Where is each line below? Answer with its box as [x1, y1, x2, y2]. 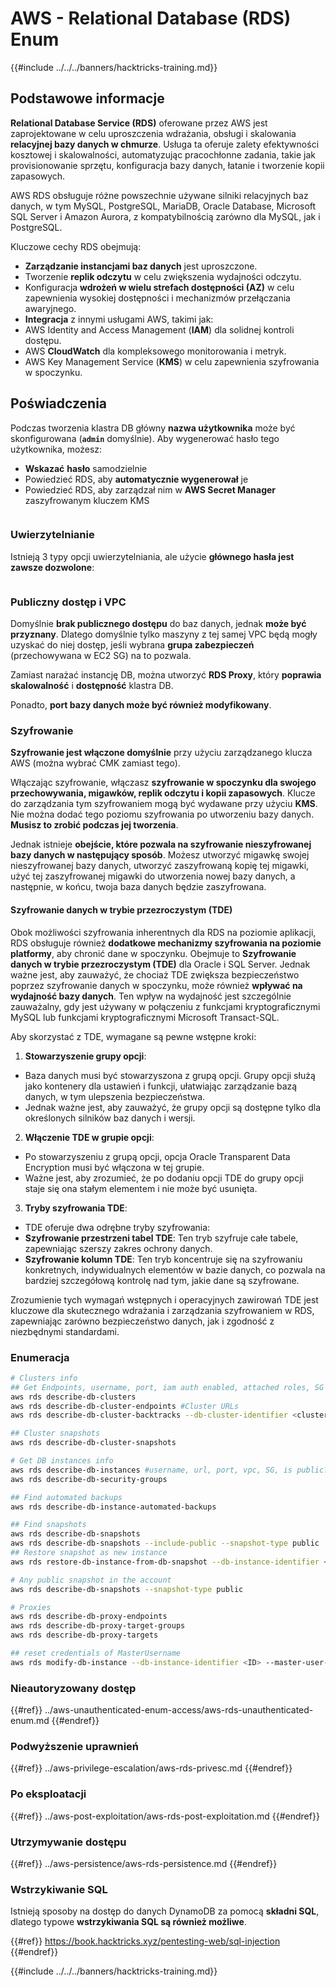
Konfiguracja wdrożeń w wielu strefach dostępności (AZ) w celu [24, 281, 295, 293]
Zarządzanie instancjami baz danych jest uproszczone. [24, 260, 258, 272]
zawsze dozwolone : [10, 561, 95, 573]
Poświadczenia [10, 395, 108, 412]
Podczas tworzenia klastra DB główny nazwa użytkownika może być [10, 422, 296, 434]
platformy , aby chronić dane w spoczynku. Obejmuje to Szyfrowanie [10, 947, 297, 959]
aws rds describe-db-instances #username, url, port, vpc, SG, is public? [10, 1465, 329, 1475]
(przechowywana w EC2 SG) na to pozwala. [10, 650, 192, 662]
